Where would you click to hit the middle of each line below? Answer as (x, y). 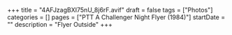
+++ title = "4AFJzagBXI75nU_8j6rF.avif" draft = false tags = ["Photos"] (110, 10)
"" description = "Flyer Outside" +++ (60, 24)
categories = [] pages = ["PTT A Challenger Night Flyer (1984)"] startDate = (116, 17)
